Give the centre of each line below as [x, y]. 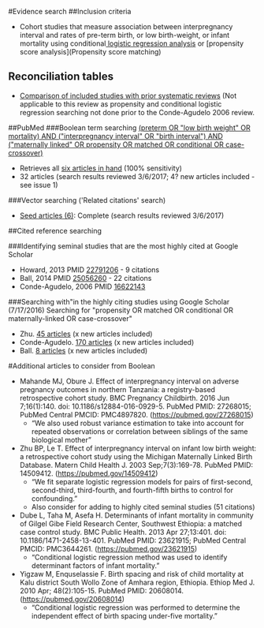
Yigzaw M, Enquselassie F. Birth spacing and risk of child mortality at [132, 574]
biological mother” [61, 439]
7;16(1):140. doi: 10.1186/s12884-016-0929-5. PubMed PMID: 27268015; [136, 406]
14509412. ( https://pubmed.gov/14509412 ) [89, 473]
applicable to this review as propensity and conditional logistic [121, 104]
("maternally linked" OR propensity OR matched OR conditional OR [116, 144]
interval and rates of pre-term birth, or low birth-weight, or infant [125, 35]
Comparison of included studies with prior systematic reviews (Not [128, 95]
